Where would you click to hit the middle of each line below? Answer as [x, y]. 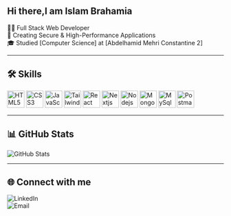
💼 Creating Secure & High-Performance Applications [81, 35]
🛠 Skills [25, 74]
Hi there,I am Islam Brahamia [70, 11]
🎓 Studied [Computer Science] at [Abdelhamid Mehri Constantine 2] [105, 43]
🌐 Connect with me [49, 182]
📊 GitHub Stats [41, 134]
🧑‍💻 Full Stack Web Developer [48, 27]
